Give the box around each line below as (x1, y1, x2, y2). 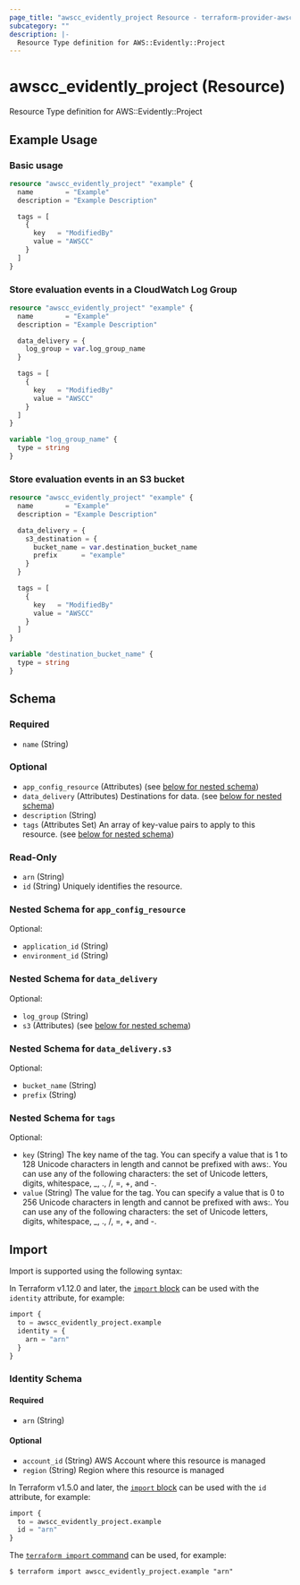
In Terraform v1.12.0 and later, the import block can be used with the (9, 1283, 260, 1294)
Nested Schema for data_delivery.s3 (9, 1042, 172, 1054)
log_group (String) (21, 1010, 89, 1021)
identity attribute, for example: (9, 1292, 125, 1303)
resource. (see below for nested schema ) (21, 829, 175, 839)
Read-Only (9, 851, 58, 864)
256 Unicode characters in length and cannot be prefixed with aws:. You (21, 1197, 289, 1208)
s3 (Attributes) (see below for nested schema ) (21, 1019, 192, 1030)
